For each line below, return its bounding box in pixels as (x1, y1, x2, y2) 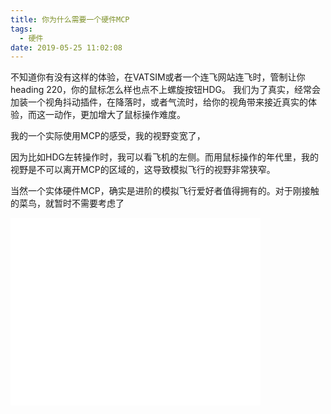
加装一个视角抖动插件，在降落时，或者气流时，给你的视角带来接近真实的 (10, 96, 308, 108)
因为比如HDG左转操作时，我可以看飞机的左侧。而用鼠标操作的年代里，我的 (10, 151, 319, 163)
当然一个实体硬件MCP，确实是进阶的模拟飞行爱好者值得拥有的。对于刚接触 (10, 185, 320, 197)
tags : (10, 24, 33, 34)
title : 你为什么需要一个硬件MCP (10, 14, 130, 25)
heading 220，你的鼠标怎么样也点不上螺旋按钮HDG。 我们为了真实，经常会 (10, 84, 321, 96)
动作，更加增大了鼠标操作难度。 (53, 109, 186, 121)
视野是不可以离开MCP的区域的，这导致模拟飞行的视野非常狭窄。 (10, 164, 276, 176)
